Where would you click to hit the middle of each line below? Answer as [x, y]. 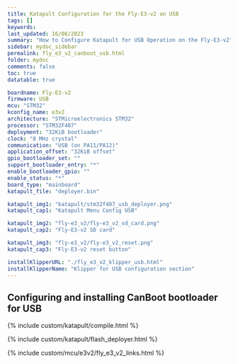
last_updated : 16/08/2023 [45, 34]
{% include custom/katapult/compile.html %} [73, 326]
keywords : [22, 27]
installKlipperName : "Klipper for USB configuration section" [101, 269]
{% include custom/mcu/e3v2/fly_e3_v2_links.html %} [86, 353]
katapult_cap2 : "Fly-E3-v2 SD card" [61, 230]
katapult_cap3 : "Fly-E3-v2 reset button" [69, 249]
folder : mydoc [28, 60]
